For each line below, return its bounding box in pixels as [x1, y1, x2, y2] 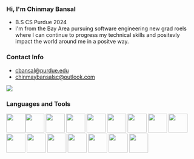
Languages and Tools [6, 99, 71, 108]
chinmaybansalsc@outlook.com [15, 73, 95, 80]
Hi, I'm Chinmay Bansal [6, 5, 76, 13]
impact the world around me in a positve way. [15, 38, 129, 45]
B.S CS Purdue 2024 [15, 19, 67, 26]
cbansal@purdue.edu [15, 67, 69, 74]
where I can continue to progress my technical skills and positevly [15, 31, 180, 39]
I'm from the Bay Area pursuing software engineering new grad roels [15, 25, 187, 32]
